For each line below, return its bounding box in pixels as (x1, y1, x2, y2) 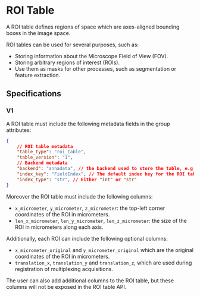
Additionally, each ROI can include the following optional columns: (6, 235, 168, 242)
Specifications (6, 89, 61, 99)
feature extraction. (14, 71, 61, 78)
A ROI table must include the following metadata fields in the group (6, 120, 170, 127)
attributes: (6, 126, 32, 134)
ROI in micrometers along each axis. (14, 223, 104, 231)
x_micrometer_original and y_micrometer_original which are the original (14, 246, 194, 253)
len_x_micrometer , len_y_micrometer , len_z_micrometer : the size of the (14, 217, 187, 224)
